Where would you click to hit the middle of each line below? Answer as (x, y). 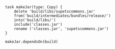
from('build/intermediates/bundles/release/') (62, 16)
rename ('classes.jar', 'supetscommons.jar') (61, 29)
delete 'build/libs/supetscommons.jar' (55, 11)
